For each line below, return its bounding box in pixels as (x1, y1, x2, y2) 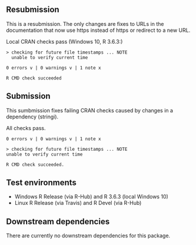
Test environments (6, 178, 77, 188)
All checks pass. (6, 124, 46, 131)
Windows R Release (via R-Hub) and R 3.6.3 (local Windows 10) (14, 193, 169, 200)
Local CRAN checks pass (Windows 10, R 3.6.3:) (6, 38, 123, 45)
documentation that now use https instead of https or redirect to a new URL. (6, 27, 191, 34)
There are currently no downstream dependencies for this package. (6, 232, 171, 239)
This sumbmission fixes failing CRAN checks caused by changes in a (6, 107, 174, 114)
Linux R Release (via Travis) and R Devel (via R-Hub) (14, 200, 142, 207)
